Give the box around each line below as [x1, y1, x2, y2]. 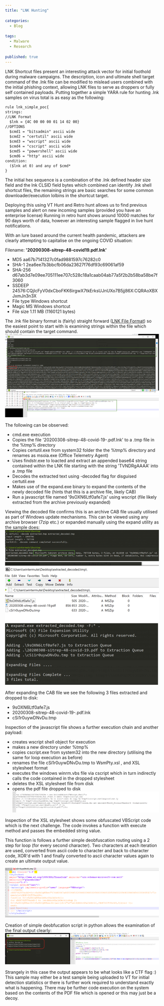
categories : [5, 18, 29, 23]
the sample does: [5, 524, 40, 530]
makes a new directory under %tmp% [12, 744, 89, 750]
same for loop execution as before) [12, 755, 83, 761]
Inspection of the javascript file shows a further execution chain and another [5, 724, 159, 730]
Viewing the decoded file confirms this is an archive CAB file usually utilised [5, 508, 158, 514]
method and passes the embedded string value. [5, 828, 102, 834]
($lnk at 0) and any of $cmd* [9, 163, 71, 168]
